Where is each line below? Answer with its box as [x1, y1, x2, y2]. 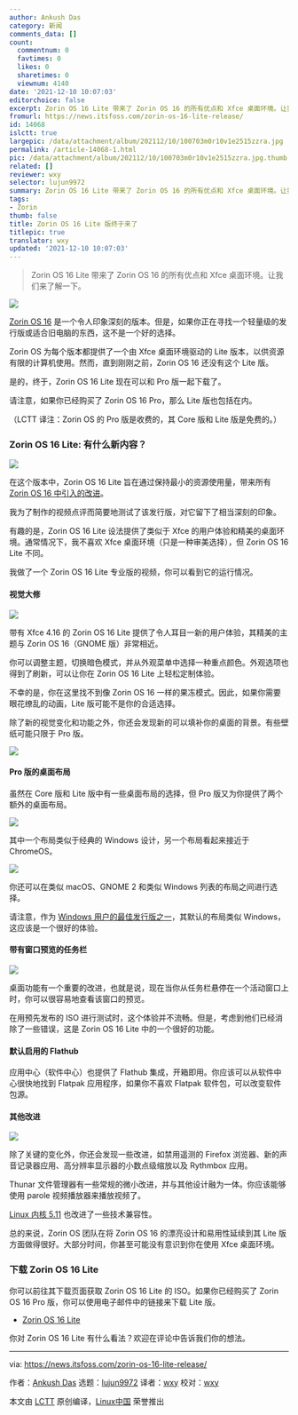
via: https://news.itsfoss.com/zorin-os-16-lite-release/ [9, 1358, 208, 1369]
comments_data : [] [9, 29, 77, 38]
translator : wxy [9, 236, 69, 245]
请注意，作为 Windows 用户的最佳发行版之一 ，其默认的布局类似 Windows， [9, 911, 286, 922]
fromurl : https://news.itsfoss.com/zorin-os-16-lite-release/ [9, 112, 244, 121]
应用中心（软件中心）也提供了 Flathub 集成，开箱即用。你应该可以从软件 [9, 1067, 275, 1077]
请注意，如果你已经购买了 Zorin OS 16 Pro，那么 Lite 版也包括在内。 [9, 395, 257, 406]
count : [9, 37, 34, 47]
